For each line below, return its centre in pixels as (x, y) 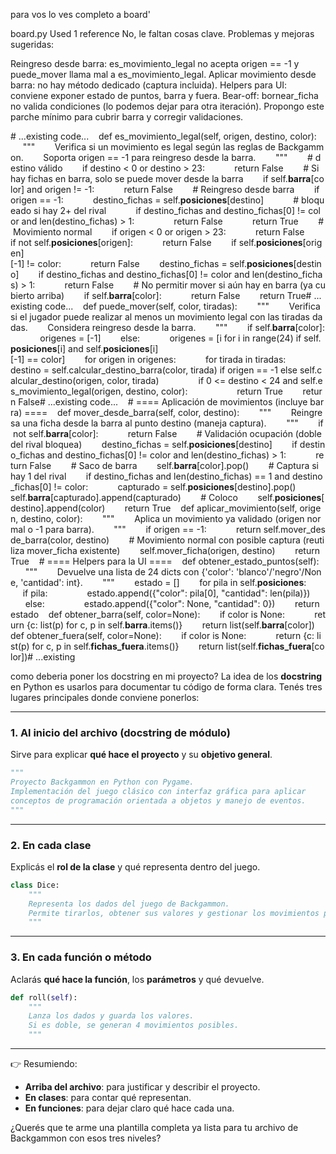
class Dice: (35, 885)
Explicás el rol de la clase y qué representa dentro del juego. (135, 866)
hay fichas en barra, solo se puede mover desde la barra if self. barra (161, 178)
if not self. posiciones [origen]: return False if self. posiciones (156, 242)
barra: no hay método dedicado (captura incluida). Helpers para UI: (149, 85)
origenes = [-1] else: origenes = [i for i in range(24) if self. (180, 338)
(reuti (313, 540)
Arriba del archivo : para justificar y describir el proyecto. (142, 1087)
